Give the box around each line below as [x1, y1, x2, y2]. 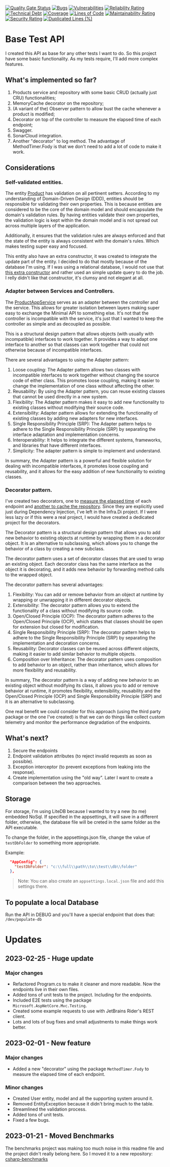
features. [5, 61, 24, 67]
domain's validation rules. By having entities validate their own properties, [5, 212, 160, 218]
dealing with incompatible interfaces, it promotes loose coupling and [5, 463, 149, 469]
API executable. [5, 824, 38, 830]
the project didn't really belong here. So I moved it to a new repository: [5, 1150, 153, 1157]
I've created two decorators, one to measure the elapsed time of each [5, 498, 152, 504]
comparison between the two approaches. [12, 780, 101, 786]
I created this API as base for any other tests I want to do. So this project [5, 50, 157, 56]
